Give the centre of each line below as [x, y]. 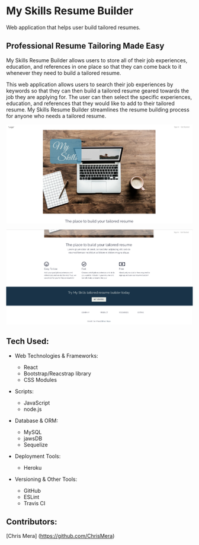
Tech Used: [28, 341]
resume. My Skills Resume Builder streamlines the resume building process [98, 109]
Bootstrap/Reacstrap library [57, 373]
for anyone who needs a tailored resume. [56, 116]
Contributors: [32, 522]
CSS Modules [40, 380]
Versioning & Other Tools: [46, 479]
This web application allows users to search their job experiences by [90, 84]
